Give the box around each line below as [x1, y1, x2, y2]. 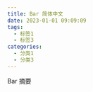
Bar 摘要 [7, 76, 32, 85]
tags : [7, 23, 23, 30]
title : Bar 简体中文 [7, 10, 63, 18]
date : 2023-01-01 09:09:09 [7, 17, 87, 24]
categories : [7, 43, 42, 50]
